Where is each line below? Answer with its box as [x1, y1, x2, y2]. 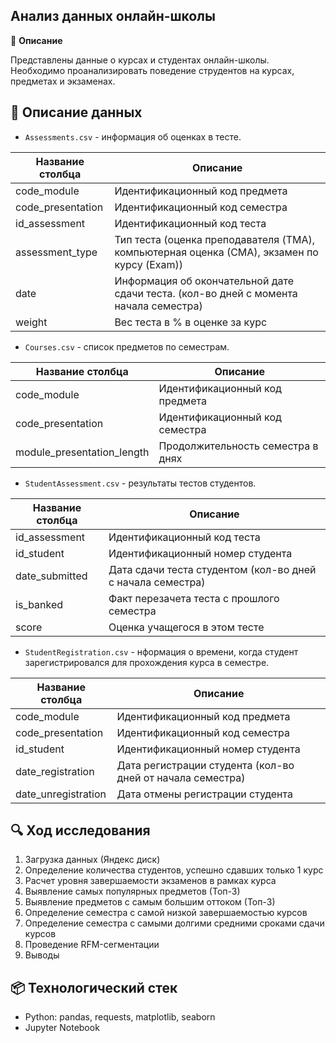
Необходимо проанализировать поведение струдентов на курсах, [10, 64, 295, 76]
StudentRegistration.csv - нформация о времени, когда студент [24, 645, 299, 658]
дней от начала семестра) [116, 770, 246, 784]
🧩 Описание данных [10, 104, 143, 121]
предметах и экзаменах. [10, 75, 116, 87]
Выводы [24, 949, 60, 961]
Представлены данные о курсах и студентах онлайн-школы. [10, 54, 270, 66]
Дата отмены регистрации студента [116, 787, 293, 801]
